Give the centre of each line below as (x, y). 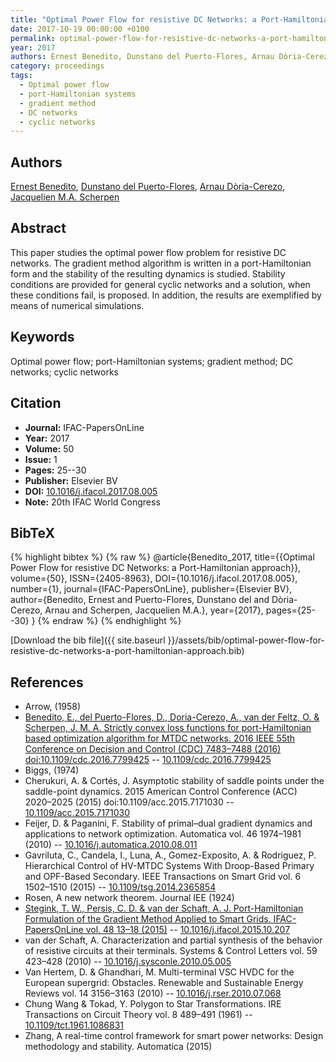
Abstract (38, 228)
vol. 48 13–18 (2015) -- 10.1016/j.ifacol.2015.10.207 (188, 930)
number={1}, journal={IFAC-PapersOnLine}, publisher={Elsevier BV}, (151, 589)
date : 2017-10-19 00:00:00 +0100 (80, 29)
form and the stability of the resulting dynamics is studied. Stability (148, 273)
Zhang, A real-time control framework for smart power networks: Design (174, 1036)
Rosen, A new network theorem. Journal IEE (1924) (129, 898)
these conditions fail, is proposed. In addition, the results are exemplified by (166, 295)
